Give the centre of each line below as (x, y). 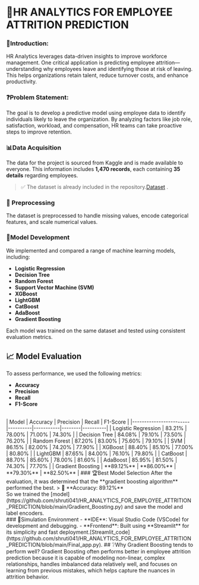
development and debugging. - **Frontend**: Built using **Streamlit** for (98, 526)
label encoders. (25, 513)
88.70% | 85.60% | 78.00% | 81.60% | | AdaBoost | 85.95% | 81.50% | (91, 460)
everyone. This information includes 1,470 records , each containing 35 (93, 169)
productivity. (22, 82)
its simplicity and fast (32, 532)
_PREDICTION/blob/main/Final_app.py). (54, 545)
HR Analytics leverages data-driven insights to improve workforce (87, 57)
